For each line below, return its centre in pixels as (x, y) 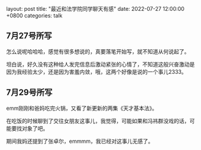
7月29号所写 (29, 93)
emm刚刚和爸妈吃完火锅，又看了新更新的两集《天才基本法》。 (82, 108)
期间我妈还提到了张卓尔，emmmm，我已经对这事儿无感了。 (80, 141)
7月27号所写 (29, 36)
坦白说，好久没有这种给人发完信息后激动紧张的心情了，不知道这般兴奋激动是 (100, 64)
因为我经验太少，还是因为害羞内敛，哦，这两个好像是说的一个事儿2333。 (97, 71)
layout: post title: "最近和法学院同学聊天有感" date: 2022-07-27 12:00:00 (95, 9)
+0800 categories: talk (34, 16)
